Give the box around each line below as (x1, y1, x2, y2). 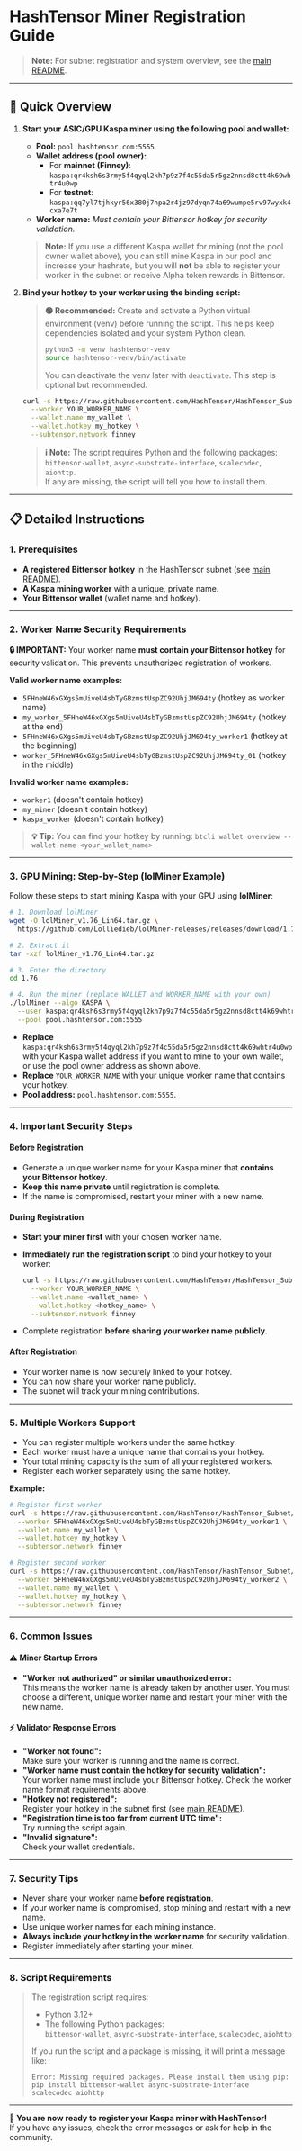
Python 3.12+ (44, 2010, 93, 2020)
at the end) (22, 720, 64, 731)
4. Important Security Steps (9, 1119, 133, 1132)
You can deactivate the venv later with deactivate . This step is (44, 369, 276, 380)
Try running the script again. (22, 1821, 128, 1833)
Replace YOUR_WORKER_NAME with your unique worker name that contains (22, 1070, 286, 1080)
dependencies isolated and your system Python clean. (44, 327, 246, 339)
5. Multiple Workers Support (9, 1416, 136, 1429)
